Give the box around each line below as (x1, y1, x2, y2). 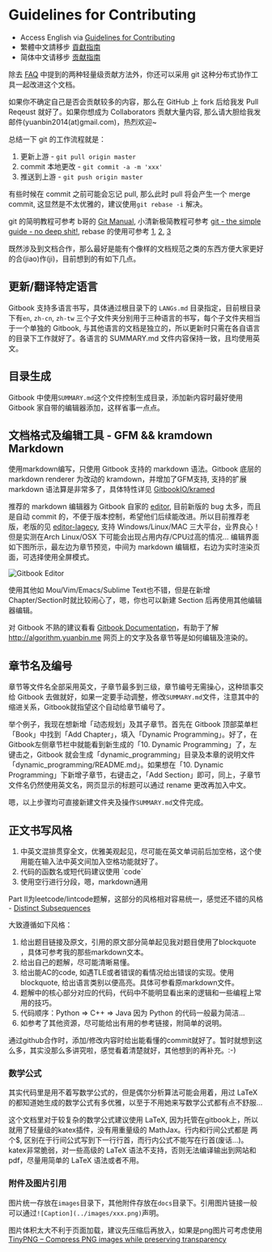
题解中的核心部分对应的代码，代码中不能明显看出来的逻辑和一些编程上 (19, 988, 255, 998)
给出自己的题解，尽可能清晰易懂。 (19, 958, 134, 967)
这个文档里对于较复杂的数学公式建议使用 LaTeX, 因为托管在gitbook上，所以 (8, 1115, 259, 1125)
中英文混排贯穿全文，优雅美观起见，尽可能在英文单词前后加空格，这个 (19, 847, 255, 856)
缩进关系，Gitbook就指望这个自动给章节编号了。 (8, 703, 170, 712)
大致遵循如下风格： (8, 920, 73, 929)
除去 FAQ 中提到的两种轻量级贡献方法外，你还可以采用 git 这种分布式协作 (8, 69, 252, 79)
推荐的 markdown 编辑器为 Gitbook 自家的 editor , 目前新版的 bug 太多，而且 (8, 502, 261, 511)
